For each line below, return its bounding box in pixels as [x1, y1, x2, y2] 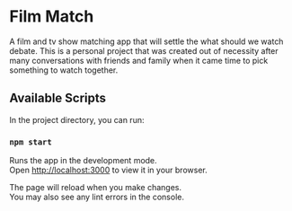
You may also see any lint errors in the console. [9, 191, 184, 203]
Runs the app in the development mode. [9, 155, 157, 166]
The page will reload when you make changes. [9, 182, 182, 193]
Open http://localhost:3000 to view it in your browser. [9, 164, 208, 176]
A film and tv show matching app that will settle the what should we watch [9, 36, 284, 47]
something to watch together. [9, 65, 119, 75]
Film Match [9, 6, 94, 27]
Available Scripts [9, 91, 106, 106]
